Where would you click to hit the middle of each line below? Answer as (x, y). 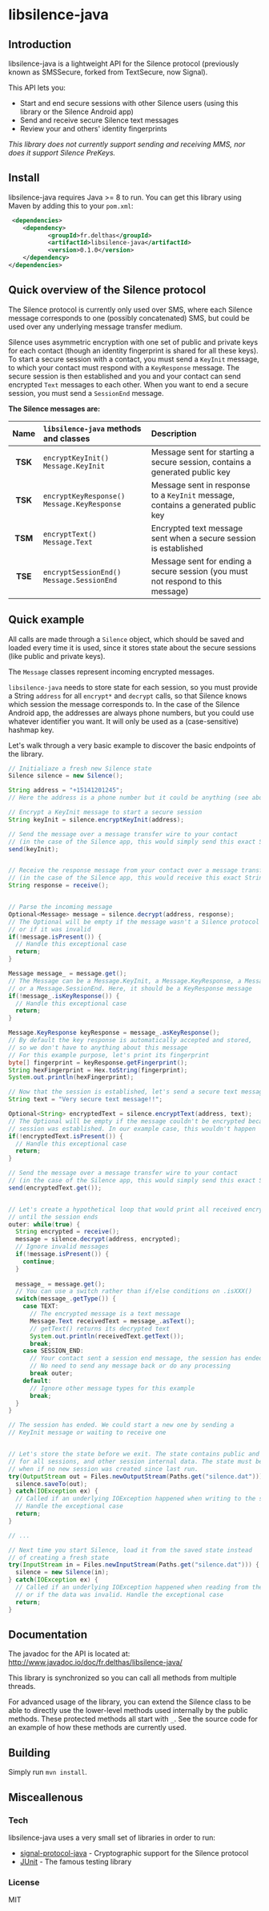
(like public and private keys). (57, 656)
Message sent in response (201, 485)
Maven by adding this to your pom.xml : (71, 205)
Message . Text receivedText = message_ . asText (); (112, 1321)
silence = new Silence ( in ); (62, 1573)
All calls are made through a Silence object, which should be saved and (126, 639)
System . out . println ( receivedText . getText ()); (106, 1336)
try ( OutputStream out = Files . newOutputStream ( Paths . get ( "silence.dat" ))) (136, 1477)
